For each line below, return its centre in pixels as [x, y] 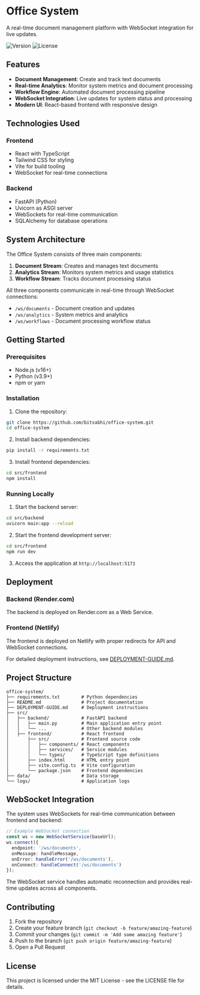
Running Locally [30, 494]
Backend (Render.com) [40, 599]
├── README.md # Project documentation [75, 702]
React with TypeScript [42, 154]
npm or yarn [30, 383]
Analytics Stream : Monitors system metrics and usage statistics [94, 272]
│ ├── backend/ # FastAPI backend [67, 718]
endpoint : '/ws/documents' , [47, 848]
